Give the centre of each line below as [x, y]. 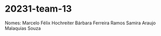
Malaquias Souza [23, 28]
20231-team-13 [38, 9]
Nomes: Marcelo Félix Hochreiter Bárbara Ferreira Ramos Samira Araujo [80, 23]
